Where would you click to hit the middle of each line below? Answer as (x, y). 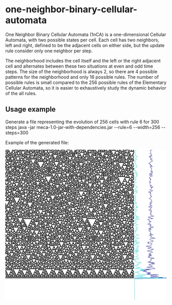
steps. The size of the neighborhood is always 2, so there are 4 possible (81, 71)
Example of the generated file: (37, 142)
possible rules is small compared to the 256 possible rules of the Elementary (86, 82)
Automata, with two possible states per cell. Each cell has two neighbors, (82, 40)
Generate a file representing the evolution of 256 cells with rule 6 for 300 (82, 122)
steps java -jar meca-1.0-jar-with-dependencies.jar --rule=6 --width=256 (83, 127)
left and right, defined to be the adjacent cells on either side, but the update (85, 45)
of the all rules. (21, 93)
